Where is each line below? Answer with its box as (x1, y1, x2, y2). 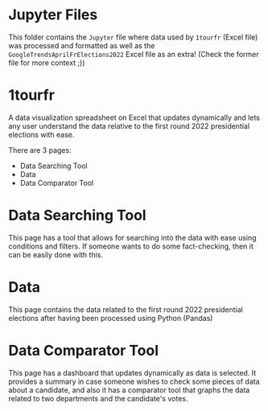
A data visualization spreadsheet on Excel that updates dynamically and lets (8, 113, 260, 122)
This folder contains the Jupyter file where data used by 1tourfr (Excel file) (8, 32, 258, 42)
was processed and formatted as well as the (8, 40, 155, 50)
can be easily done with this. (8, 249, 103, 259)
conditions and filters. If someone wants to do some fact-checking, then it (8, 241, 254, 251)
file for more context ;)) (8, 58, 86, 68)
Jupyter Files (8, 6, 98, 24)
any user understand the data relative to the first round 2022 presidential (8, 121, 250, 130)
